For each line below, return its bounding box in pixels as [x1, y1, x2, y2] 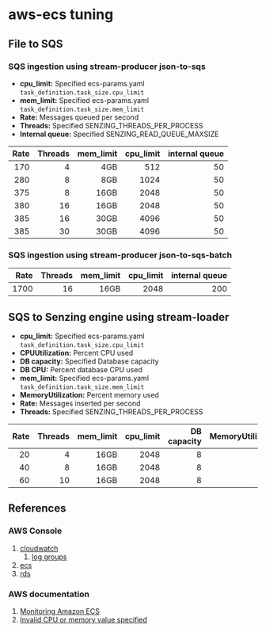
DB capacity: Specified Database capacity [19, 356, 160, 366]
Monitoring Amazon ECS [19, 606, 101, 615]
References [8, 501, 66, 516]
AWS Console [8, 525, 63, 536]
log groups [31, 552, 67, 562]
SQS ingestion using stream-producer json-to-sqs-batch [8, 249, 232, 261]
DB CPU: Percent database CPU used [19, 364, 142, 374]
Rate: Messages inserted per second [19, 398, 141, 408]
